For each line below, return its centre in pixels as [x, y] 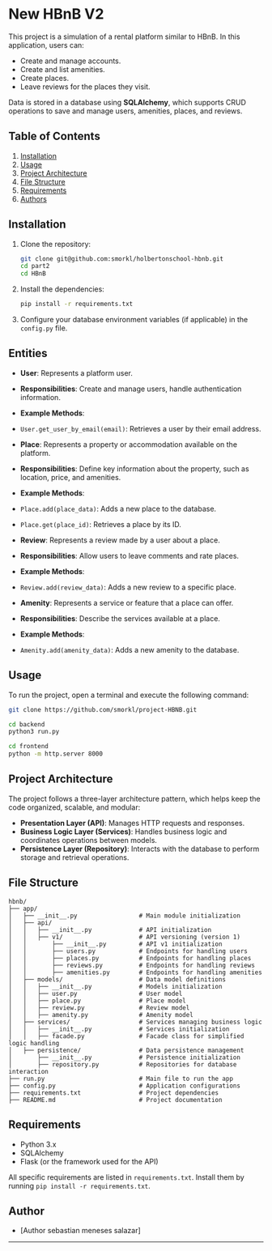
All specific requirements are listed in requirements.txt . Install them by [126, 1177]
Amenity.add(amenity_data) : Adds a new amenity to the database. [130, 649]
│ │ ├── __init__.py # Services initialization [119, 1029]
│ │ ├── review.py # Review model [99, 1008]
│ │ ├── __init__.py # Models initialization [115, 986]
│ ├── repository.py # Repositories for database [123, 1064]
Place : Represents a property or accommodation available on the [128, 444]
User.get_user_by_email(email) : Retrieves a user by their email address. [140, 428]
